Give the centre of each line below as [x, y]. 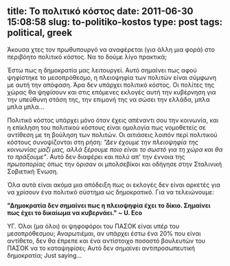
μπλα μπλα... [26, 107]
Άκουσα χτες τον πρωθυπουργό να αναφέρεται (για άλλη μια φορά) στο [111, 49]
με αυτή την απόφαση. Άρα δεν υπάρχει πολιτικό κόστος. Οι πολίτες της [111, 85]
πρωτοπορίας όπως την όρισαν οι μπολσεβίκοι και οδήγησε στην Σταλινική [115, 164]
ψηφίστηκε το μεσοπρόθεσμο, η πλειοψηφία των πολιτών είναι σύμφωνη [112, 77]
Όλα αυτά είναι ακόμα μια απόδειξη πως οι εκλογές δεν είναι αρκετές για [114, 185]
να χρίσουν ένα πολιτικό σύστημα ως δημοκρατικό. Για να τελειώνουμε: [111, 192]
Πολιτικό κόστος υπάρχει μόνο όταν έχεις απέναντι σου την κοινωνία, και [113, 120]
